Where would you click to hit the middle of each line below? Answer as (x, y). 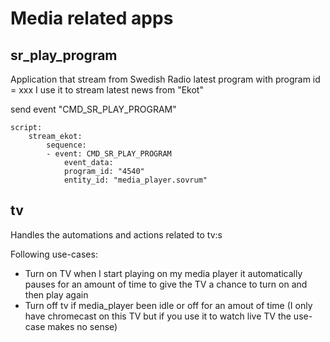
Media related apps (92, 18)
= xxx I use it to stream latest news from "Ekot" (107, 90)
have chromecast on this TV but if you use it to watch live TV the (158, 316)
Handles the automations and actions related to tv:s (116, 234)
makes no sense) (82, 326)
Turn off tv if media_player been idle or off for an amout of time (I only (168, 305)
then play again (56, 294)
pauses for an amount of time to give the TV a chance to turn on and (166, 284)
